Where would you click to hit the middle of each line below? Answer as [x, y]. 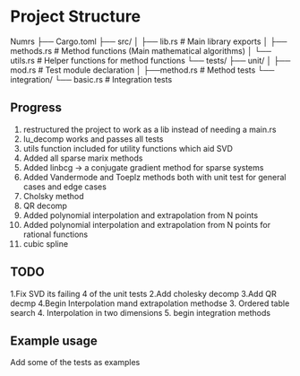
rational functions [56, 234]
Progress [36, 108]
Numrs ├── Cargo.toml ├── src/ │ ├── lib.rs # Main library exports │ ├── [149, 41]
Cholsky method [53, 196]
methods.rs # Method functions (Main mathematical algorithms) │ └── [141, 50]
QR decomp [45, 205]
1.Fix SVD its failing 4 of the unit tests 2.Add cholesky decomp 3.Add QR [143, 293]
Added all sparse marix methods [83, 158]
